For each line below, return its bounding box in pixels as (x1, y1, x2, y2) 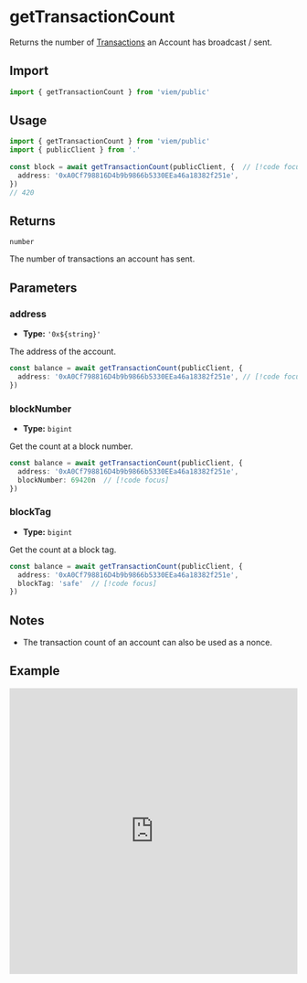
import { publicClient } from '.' (9, 145, 142, 155)
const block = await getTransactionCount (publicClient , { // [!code (9, 163, 281, 172)
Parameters (9, 280, 78, 295)
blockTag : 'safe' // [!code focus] (17, 579, 157, 588)
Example (9, 663, 60, 678)
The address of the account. (9, 346, 117, 358)
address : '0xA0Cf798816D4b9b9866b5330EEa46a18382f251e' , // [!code (17, 372, 281, 381)
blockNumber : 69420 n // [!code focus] (17, 475, 170, 485)
